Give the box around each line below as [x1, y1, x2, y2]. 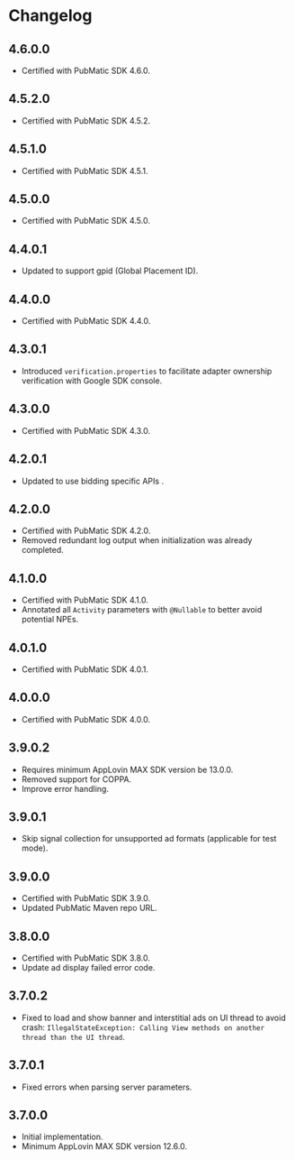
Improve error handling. [21, 783, 110, 794]
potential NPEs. [21, 614, 79, 625]
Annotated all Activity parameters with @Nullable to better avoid [21, 604, 263, 615]
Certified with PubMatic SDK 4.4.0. [21, 316, 151, 327]
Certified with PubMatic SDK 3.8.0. [21, 953, 150, 963]
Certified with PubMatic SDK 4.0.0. [21, 713, 151, 724]
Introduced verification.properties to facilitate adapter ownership [21, 365, 273, 376]
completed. [21, 545, 64, 556]
